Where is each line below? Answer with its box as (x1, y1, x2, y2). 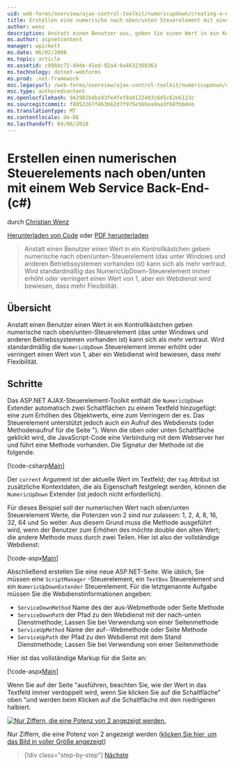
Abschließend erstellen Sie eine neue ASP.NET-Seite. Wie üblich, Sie (7, 567, 204, 576)
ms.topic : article (7, 56, 61, 63)
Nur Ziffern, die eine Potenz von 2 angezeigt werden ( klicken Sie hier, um (7, 730, 217, 739)
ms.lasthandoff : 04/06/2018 (7, 120, 89, 128)
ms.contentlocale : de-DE (7, 114, 79, 121)
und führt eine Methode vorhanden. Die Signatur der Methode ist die (7, 441, 204, 450)
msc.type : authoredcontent (7, 88, 86, 95)
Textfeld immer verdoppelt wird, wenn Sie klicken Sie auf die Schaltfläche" (7, 688, 221, 697)
